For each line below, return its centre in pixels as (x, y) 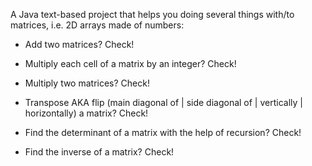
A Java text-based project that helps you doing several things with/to (152, 14)
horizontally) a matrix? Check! (86, 113)
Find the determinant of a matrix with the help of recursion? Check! (163, 132)
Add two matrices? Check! (79, 44)
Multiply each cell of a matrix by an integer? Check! (130, 63)
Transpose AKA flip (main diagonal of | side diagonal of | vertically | (163, 102)
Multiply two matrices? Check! (87, 83)
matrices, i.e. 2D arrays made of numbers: (97, 25)
